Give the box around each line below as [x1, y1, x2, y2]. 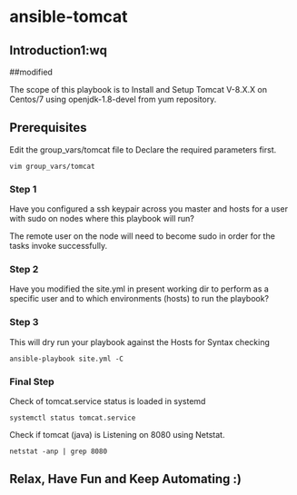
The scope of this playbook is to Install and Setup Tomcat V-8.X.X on [9, 84, 268, 94]
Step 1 [9, 183, 37, 195]
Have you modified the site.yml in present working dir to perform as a [9, 283, 270, 294]
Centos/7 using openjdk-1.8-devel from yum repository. [9, 94, 217, 104]
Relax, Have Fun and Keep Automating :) [9, 471, 243, 487]
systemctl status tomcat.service [9, 413, 136, 422]
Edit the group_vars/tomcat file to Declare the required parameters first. [9, 144, 277, 155]
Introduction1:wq [9, 43, 107, 58]
